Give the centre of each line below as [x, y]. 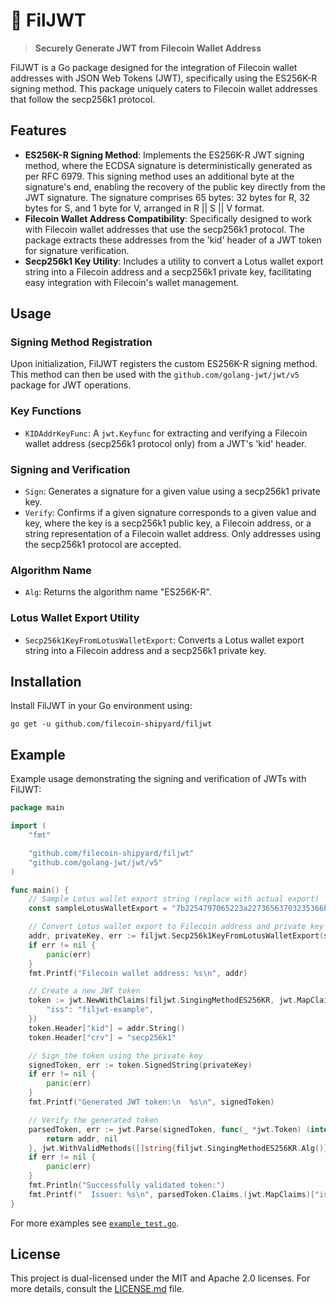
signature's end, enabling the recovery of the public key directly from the [175, 186]
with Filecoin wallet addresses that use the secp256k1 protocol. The [164, 229]
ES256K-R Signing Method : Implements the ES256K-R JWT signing [164, 155]
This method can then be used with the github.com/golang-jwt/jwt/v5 [155, 375]
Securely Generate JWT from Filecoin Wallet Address [148, 48]
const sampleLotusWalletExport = [98, 909]
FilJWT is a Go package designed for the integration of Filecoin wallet [154, 67]
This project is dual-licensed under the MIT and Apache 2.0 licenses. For [160, 1278]
